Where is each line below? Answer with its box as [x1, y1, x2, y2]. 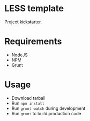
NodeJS [11, 52, 28, 58]
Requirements [4, 36, 62, 47]
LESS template [4, 3, 64, 14]
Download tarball [11, 95, 46, 101]
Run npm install [11, 100, 45, 106]
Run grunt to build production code [11, 110, 81, 116]
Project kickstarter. [4, 19, 42, 25]
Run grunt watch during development [11, 105, 86, 111]
